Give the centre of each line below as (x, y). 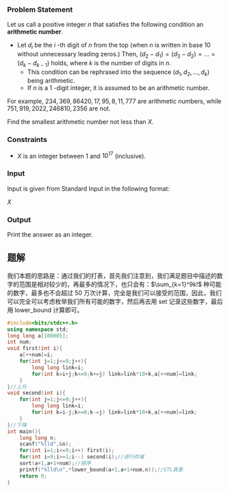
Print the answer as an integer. (50, 235)
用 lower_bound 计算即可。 (45, 309)
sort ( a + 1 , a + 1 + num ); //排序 (55, 464)
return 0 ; (34, 476)
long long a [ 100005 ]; (38, 336)
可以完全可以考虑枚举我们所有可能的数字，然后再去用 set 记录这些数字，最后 (115, 301)
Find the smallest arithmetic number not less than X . (80, 122)
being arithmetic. (51, 81)
